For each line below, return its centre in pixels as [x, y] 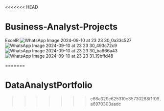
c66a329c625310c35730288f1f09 [125, 99]
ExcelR [12, 40]
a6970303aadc [106, 104]
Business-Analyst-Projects [61, 27]
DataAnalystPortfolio [49, 85]
